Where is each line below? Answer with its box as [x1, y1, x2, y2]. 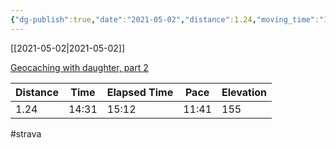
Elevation [221, 85, 268, 99]
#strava [10, 127, 42, 140]
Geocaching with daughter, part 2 [10, 61, 149, 73]
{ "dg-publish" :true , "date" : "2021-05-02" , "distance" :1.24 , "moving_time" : [10, 14, 320, 25]
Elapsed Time [106, 85, 174, 99]
